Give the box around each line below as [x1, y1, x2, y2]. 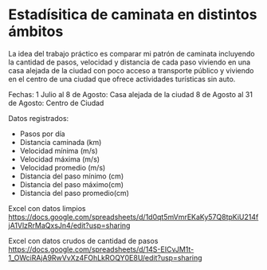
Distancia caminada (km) [19, 137, 102, 147]
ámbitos [8, 22, 64, 41]
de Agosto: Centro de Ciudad [8, 98, 104, 108]
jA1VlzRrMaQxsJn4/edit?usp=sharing [8, 221, 131, 230]
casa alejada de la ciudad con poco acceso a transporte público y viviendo [8, 65, 254, 75]
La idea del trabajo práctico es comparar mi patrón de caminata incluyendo [8, 49, 255, 58]
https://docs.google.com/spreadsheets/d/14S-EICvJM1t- [8, 245, 194, 254]
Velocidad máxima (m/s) [19, 154, 100, 164]
